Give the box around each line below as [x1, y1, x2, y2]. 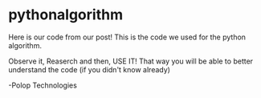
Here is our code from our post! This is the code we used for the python [8, 32, 247, 42]
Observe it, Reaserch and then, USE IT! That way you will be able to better [8, 56, 254, 66]
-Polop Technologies [8, 80, 78, 90]
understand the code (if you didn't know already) [8, 64, 171, 74]
